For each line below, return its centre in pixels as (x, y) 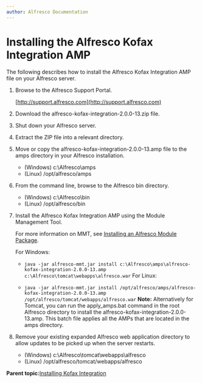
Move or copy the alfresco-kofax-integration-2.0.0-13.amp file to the (101, 149)
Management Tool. (39, 222)
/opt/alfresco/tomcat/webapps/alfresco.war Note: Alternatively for (109, 299)
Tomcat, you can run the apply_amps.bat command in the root (102, 305)
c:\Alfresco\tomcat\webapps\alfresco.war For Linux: (90, 275)
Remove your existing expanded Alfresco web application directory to (103, 336)
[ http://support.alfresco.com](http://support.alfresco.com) (88, 102)
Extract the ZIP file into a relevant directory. (69, 137)
